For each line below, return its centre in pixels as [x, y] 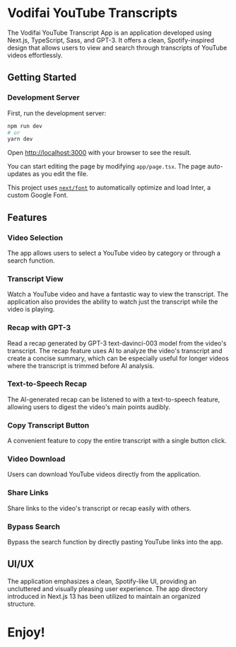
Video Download [36, 459]
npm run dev [25, 126]
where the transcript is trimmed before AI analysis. [81, 365]
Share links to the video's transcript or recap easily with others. [100, 508]
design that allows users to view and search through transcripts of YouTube [117, 47]
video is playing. [31, 309]
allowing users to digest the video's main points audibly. [89, 407]
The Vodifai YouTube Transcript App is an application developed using [110, 33]
